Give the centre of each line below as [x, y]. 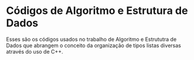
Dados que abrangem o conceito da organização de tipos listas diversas [93, 45]
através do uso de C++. [35, 51]
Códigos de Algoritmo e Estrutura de [97, 11]
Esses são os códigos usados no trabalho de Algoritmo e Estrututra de [91, 39]
